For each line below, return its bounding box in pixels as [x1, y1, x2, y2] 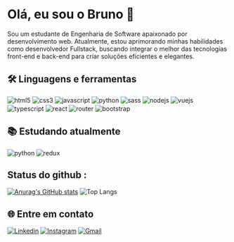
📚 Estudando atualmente [7, 126, 121, 138]
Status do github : [7, 169, 87, 181]
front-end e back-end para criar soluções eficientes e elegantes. [7, 52, 195, 60]
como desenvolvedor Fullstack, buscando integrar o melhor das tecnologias [7, 44, 227, 53]
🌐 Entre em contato [7, 208, 94, 220]
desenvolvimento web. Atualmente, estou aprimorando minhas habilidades [7, 37, 223, 45]
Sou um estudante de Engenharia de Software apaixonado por [7, 30, 188, 38]
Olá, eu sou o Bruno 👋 [7, 6, 135, 23]
